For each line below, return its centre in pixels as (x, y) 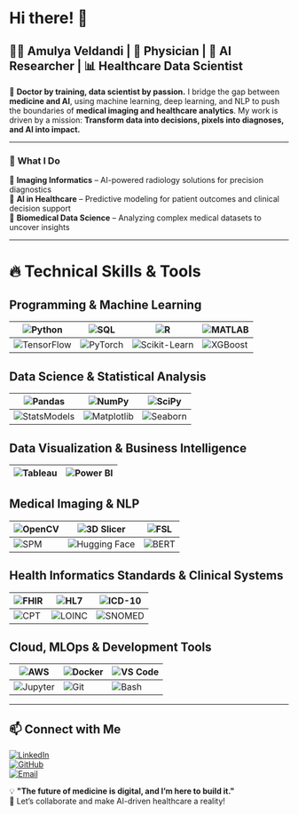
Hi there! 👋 (49, 18)
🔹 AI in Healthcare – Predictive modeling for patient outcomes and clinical (145, 199)
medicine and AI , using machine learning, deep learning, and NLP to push (145, 101)
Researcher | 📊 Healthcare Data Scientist (126, 66)
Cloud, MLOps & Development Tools (110, 647)
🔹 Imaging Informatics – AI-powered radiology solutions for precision (137, 180)
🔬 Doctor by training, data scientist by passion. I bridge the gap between (145, 92)
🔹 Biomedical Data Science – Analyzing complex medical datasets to (135, 218)
